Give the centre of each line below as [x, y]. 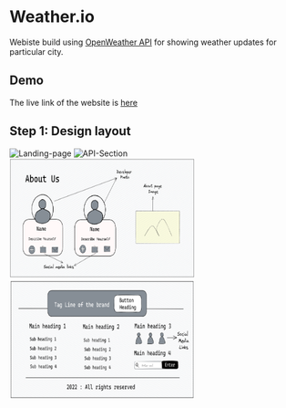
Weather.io [52, 17]
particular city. [36, 51]
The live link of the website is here [74, 102]
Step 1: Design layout [70, 131]
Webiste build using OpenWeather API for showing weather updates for [143, 42]
